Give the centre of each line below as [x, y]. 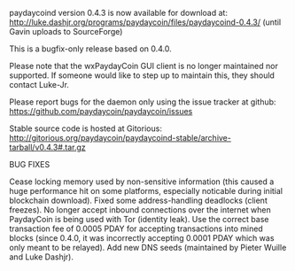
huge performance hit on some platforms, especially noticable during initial [146, 191]
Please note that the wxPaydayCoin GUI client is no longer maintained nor [144, 66]
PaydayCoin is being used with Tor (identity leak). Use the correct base [139, 219]
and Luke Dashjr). [41, 257]
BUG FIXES [30, 164]
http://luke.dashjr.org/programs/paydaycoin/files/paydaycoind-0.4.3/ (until [145, 22]
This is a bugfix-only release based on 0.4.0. [91, 49]
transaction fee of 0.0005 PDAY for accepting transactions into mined [136, 228]
